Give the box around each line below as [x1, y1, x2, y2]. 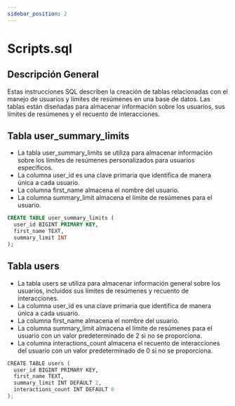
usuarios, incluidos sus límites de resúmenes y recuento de [17, 286, 189, 295]
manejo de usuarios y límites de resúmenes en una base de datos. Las [7, 94, 210, 103]
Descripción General [7, 68, 100, 81]
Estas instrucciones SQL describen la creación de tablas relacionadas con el [7, 87, 228, 96]
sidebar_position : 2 [7, 10, 68, 18]
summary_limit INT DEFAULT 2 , [13, 379, 102, 387]
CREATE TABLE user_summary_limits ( [7, 215, 114, 222]
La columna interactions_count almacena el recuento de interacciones [17, 338, 220, 347]
